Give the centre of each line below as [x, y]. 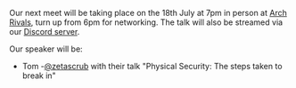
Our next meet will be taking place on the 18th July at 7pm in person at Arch [148, 13]
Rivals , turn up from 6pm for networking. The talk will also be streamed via [146, 22]
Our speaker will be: [46, 49]
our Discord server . [45, 32]
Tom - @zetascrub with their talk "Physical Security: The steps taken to [152, 66]
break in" [39, 76]
